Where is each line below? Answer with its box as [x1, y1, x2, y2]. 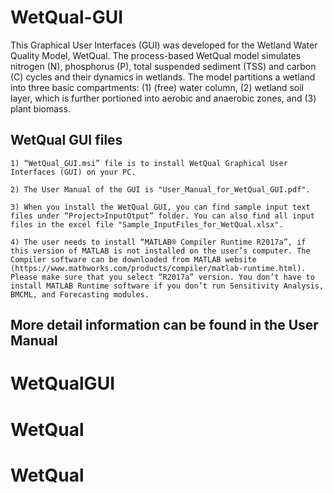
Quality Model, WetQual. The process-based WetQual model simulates [10, 49, 302, 61]
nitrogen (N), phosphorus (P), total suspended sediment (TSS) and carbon [10, 60, 317, 72]
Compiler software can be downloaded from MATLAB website [10, 254, 257, 265]
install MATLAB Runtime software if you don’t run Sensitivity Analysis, [10, 281, 325, 291]
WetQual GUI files [10, 132, 123, 149]
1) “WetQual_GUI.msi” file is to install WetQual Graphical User [10, 158, 288, 168]
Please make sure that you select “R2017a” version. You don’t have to [10, 272, 315, 282]
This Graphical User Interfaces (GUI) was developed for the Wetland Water [10, 39, 318, 51]
